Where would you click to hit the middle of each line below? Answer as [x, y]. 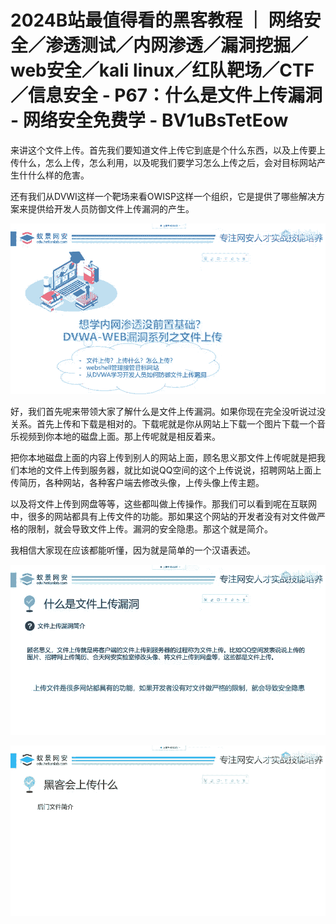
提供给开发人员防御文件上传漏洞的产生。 [111, 208]
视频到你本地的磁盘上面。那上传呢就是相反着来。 [119, 436]
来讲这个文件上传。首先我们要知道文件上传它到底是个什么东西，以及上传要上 [168, 150]
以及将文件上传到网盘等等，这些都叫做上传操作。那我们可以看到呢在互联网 [163, 503]
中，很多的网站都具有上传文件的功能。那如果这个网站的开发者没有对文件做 [163, 516]
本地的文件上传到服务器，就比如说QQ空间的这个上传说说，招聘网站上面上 [170, 470]
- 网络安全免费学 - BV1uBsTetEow [149, 120]
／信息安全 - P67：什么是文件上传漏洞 [166, 95]
